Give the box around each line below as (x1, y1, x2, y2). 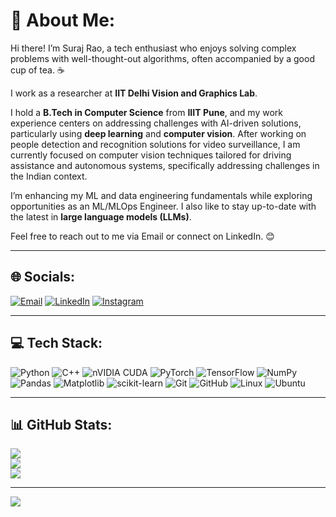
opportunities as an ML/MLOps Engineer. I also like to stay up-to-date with (10, 200, 317, 212)
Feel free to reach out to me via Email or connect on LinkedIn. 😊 (10, 230, 275, 242)
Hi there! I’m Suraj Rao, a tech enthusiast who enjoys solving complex (10, 42, 297, 54)
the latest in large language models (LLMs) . (10, 210, 192, 223)
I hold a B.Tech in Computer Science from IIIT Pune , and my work (10, 106, 283, 118)
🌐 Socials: (10, 269, 76, 286)
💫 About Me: (10, 9, 116, 32)
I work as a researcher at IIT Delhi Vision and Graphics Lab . (10, 87, 258, 99)
